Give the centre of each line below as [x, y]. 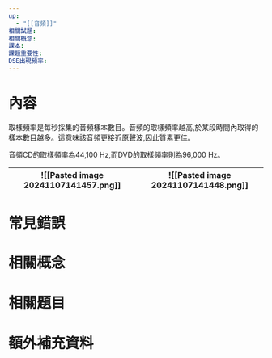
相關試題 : [22, 31]
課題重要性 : [25, 53]
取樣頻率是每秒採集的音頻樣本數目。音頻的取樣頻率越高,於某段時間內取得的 [134, 127]
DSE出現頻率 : [28, 61]
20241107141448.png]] [200, 185]
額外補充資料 [51, 343]
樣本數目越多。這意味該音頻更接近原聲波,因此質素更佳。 [102, 137]
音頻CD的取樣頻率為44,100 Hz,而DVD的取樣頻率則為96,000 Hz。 [117, 154]
